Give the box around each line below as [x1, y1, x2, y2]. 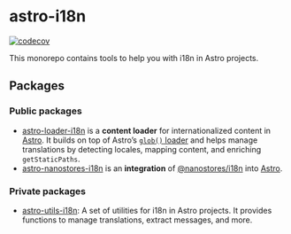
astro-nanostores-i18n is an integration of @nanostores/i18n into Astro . [21, 162, 283, 174]
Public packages [9, 105, 82, 117]
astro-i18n [9, 6, 87, 27]
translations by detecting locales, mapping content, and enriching [21, 144, 262, 154]
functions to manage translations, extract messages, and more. [21, 214, 253, 225]
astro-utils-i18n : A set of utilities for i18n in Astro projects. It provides [21, 205, 272, 215]
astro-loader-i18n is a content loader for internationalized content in [21, 125, 272, 136]
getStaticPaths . [21, 153, 81, 164]
